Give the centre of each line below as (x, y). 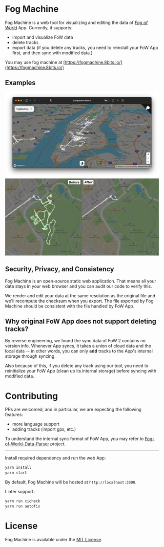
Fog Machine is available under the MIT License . (54, 539)
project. (58, 444)
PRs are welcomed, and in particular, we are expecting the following (73, 410)
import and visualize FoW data (42, 37)
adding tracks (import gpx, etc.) (44, 429)
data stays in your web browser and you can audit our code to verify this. (79, 286)
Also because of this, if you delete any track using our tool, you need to (77, 366)
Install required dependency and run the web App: (56, 458)
